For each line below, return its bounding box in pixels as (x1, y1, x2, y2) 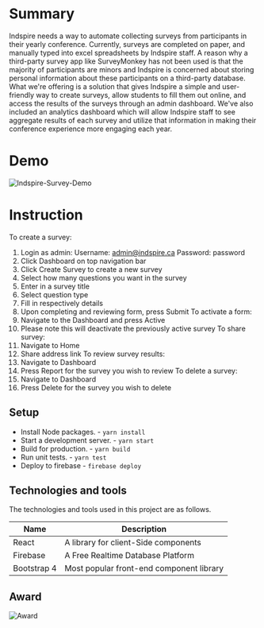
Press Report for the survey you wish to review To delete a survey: (20, 366, 238, 375)
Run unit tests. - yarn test (20, 452, 107, 462)
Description (121, 524, 167, 535)
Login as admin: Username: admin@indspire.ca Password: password (20, 247, 245, 257)
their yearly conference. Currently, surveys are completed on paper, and (9, 39, 245, 48)
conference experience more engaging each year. (9, 124, 173, 134)
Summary (9, 5, 75, 23)
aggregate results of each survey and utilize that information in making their (9, 115, 257, 125)
